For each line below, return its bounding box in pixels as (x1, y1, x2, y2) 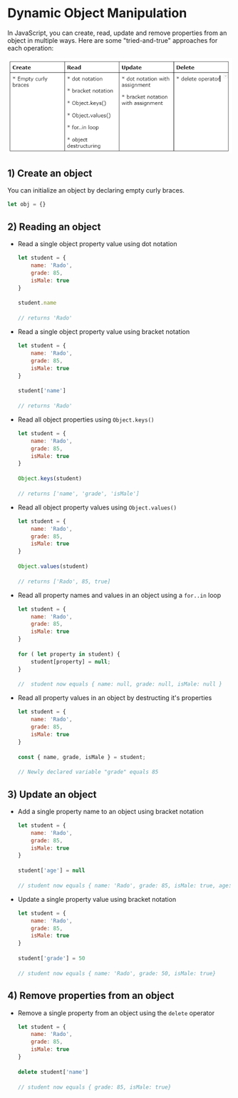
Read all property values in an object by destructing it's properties (17, 693, 212, 702)
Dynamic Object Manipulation (7, 5, 187, 21)
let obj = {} (7, 201, 46, 208)
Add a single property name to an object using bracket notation (17, 807, 205, 815)
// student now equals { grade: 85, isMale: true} (17, 1083, 172, 1091)
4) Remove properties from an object (7, 990, 175, 1002)
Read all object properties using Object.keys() (17, 415, 155, 424)
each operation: (7, 44, 54, 52)
